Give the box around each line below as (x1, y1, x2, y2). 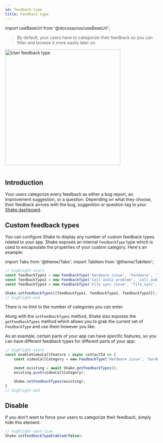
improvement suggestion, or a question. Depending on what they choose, (5, 197, 152, 203)
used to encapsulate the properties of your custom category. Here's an (5, 244, 147, 250)
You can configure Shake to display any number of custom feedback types (5, 234, 155, 240)
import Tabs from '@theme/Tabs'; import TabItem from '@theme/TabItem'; (5, 259, 154, 265)
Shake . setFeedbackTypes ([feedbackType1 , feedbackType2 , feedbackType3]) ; (5, 291, 158, 295)
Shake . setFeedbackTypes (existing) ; (14, 379, 86, 384)
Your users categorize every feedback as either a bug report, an (5, 191, 133, 197)
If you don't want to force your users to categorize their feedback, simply (5, 414, 151, 420)
